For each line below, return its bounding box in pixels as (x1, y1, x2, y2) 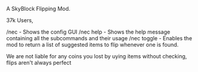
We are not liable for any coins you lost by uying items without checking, (6, 53, 187, 59)
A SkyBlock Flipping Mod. (6, 5, 71, 12)
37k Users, (6, 17, 33, 23)
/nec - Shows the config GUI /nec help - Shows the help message (6, 28, 171, 35)
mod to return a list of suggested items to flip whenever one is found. (6, 41, 179, 48)
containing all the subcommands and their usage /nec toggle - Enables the (6, 35, 193, 41)
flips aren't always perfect (6, 59, 71, 66)
